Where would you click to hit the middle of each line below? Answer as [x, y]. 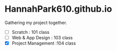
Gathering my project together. [36, 23]
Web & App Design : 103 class [42, 38]
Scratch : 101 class [31, 32]
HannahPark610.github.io [58, 9]
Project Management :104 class [44, 43]
